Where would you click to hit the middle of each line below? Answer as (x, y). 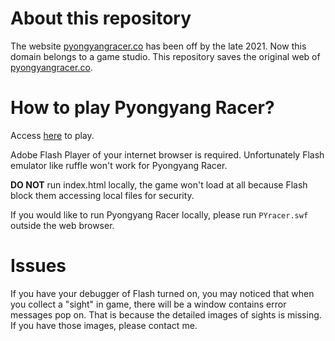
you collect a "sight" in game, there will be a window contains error (148, 304)
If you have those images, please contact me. (104, 325)
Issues (38, 266)
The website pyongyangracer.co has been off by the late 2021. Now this (158, 46)
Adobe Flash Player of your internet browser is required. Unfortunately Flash (167, 154)
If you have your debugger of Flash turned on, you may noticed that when (162, 293)
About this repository (101, 18)
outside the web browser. (62, 225)
